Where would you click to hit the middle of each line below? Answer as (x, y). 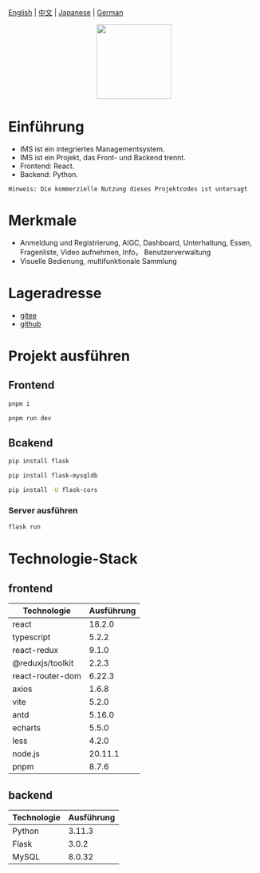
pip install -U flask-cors (53, 490)
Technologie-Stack (73, 559)
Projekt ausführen (69, 356)
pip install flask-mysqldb (53, 476)
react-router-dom (47, 676)
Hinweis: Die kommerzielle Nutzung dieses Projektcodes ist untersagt (128, 189)
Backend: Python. (49, 174)
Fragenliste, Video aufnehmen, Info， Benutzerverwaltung (115, 252)
